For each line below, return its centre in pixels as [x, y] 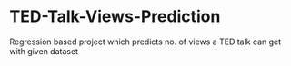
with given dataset [44, 51]
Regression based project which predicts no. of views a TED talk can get [145, 42]
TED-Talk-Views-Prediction [115, 17]
